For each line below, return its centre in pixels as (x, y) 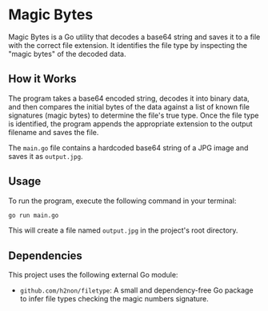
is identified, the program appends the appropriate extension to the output (131, 124)
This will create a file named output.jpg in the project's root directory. (123, 230)
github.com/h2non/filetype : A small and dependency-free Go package (136, 290)
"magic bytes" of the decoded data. (67, 54)
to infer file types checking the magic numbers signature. (114, 299)
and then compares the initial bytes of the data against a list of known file (129, 106)
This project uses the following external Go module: (93, 275)
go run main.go (34, 215)
